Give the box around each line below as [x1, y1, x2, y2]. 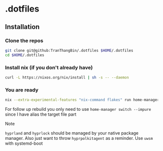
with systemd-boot [5, 140, 43, 146]
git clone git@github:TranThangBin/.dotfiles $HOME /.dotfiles [5, 48, 133, 53]
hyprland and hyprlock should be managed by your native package [5, 130, 139, 136]
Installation [5, 23, 40, 31]
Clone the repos [5, 37, 44, 44]
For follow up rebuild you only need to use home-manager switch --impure [5, 106, 151, 112]
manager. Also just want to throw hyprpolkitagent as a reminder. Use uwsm [5, 135, 153, 141]
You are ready [5, 86, 39, 93]
